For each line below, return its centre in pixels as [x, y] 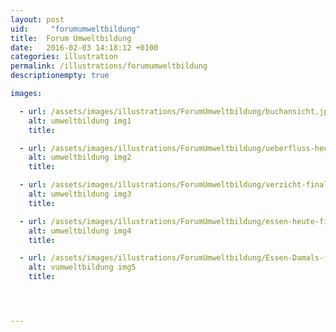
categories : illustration [64, 57]
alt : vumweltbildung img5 [82, 267]
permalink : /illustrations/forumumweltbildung [109, 66]
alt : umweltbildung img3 [80, 194]
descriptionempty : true [60, 76]
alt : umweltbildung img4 [80, 231]
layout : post [37, 19]
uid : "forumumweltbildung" [75, 29]
